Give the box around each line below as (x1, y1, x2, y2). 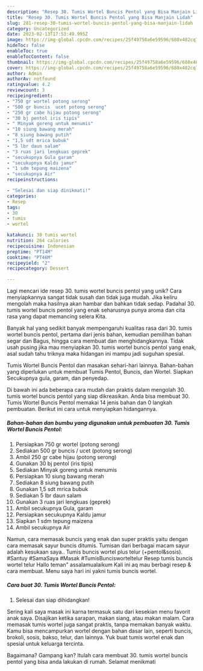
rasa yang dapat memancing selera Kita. (7, 313, 107, 320)
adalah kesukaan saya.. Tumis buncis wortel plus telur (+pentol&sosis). (7, 548, 183, 555)
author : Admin (7, 70, 43, 76)
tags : (7, 204, 20, 211)
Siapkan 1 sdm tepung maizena (15, 518, 93, 525)
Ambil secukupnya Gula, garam (15, 505, 93, 512)
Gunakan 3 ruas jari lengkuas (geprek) (15, 498, 111, 506)
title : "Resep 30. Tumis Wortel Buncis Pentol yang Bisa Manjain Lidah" (7, 14, 193, 20)
